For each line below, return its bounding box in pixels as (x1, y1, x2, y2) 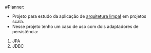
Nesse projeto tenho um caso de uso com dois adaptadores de (12, 24, 139, 29)
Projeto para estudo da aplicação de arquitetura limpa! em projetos (12, 13, 147, 19)
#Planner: (5, 4, 25, 10)
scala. (12, 19, 24, 24)
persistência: (12, 29, 38, 34)
